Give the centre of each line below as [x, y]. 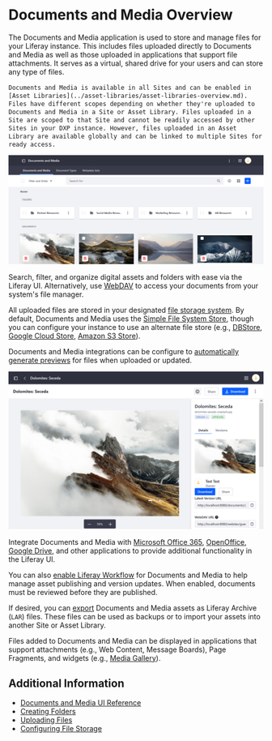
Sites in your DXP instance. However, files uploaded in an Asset [123, 128]
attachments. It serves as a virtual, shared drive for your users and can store [136, 63]
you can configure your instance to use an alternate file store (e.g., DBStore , [136, 328]
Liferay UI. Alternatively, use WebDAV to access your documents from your [134, 286]
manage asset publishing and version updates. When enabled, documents [132, 583]
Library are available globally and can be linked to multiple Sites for [136, 136]
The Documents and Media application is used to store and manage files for [135, 37]
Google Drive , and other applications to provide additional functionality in [130, 550]
